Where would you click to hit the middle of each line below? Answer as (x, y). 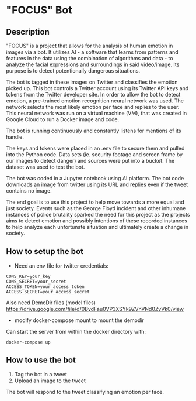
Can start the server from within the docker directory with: (76, 331)
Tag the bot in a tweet (41, 374)
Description (28, 32)
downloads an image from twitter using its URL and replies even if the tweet (97, 184)
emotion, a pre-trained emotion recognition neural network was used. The (95, 101)
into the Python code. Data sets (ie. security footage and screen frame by (94, 155)
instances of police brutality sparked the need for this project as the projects (98, 215)
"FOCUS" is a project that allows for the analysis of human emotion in (90, 46)
